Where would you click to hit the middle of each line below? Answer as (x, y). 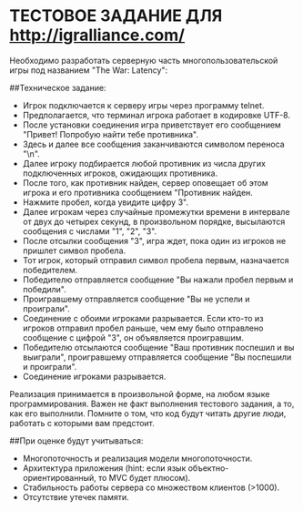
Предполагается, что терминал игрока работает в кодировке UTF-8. (157, 115)
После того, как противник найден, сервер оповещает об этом (145, 182)
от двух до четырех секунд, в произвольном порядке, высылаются (154, 221)
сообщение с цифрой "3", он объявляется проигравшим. (133, 337)
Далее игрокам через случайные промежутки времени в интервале (156, 211)
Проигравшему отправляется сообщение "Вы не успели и (136, 299)
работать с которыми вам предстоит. (82, 423)
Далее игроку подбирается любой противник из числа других (144, 163)
